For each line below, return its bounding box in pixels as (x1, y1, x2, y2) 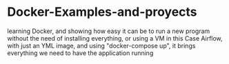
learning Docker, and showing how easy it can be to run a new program (7, 27, 210, 35)
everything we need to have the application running (7, 49, 154, 57)
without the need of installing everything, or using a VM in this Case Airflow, (7, 34, 223, 42)
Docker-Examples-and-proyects (7, 4, 198, 20)
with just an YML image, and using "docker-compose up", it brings (7, 41, 196, 50)
